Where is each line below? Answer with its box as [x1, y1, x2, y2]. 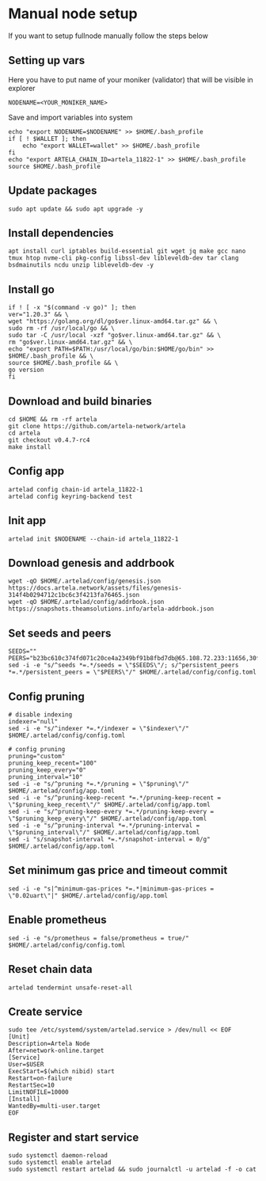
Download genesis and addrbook [8, 556, 175, 570]
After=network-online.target [8, 1046, 104, 1055]
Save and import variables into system [8, 112, 133, 122]
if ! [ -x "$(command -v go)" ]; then [8, 304, 136, 312]
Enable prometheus [8, 913, 107, 927]
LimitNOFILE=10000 [8, 1088, 69, 1096]
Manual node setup [8, 5, 138, 23]
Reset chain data [8, 963, 93, 976]
